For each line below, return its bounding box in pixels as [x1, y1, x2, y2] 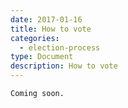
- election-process [19, 42, 101, 53]
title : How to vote [10, 24, 92, 34]
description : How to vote [10, 61, 118, 71]
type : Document [10, 52, 74, 62]
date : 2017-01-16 [10, 14, 83, 25]
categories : [10, 33, 60, 43]
